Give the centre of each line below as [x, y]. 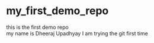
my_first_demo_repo [57, 11]
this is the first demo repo [38, 27]
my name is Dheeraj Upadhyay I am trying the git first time [77, 33]
